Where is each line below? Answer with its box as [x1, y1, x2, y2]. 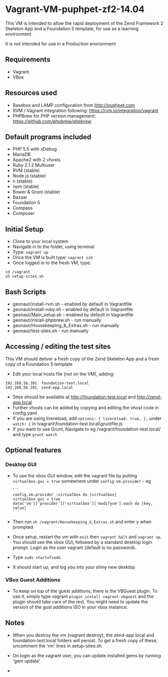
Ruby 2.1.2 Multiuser [12, 162, 55, 168]
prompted [12, 524, 33, 530]
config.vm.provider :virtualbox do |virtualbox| [12, 492, 117, 497]
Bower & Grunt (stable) [12, 189, 61, 195]
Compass [12, 205, 33, 211]
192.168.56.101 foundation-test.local [5, 381, 89, 386]
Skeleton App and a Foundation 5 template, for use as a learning [5, 25, 139, 31]
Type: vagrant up [12, 249, 49, 255]
